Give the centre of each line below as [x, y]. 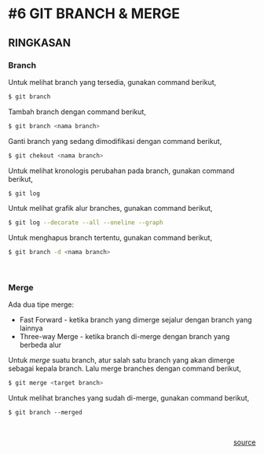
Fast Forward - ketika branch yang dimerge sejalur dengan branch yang [136, 320]
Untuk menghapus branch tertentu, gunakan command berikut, [110, 238]
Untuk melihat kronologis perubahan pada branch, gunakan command [121, 171]
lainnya [31, 328]
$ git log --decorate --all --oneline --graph [86, 223]
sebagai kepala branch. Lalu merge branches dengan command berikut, [125, 369]
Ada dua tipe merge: [41, 305]
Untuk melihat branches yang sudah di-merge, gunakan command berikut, [129, 398]
